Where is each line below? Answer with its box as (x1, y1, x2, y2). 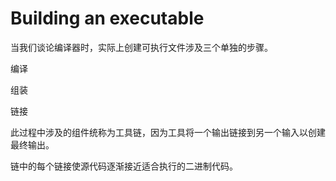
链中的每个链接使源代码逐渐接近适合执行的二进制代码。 (10, 160, 238, 172)
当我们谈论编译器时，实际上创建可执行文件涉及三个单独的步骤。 (10, 41, 273, 53)
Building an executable (10, 7, 205, 30)
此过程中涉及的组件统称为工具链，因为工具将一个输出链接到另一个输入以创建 (10, 126, 326, 138)
